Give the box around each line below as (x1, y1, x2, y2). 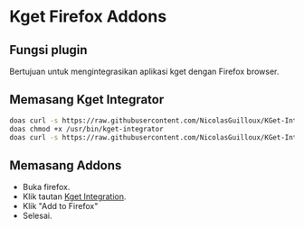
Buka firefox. (22, 182, 71, 193)
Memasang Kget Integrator (9, 92, 165, 107)
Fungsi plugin (9, 42, 88, 58)
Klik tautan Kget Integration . (22, 191, 127, 202)
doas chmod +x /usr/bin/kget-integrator (9, 124, 165, 133)
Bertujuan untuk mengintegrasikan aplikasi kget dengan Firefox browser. (9, 66, 280, 77)
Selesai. (22, 210, 52, 222)
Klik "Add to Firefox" (22, 201, 99, 212)
